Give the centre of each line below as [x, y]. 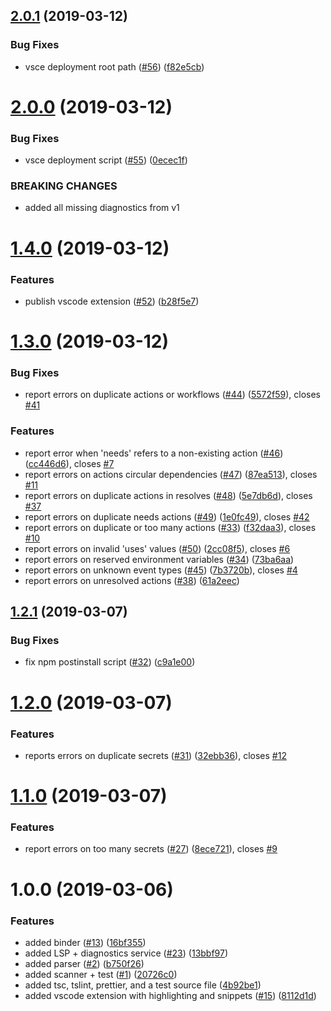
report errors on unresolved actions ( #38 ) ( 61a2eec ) [132, 580]
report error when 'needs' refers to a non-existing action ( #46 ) [154, 453]
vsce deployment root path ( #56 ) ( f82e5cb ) [114, 66]
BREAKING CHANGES [64, 186]
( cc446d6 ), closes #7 [69, 463]
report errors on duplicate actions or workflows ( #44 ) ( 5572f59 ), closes [172, 395]
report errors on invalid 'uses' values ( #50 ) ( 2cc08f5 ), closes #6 [157, 548]
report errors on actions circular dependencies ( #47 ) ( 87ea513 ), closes [171, 474]
